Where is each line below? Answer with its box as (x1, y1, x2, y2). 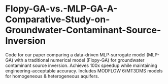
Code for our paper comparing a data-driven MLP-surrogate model (5, 51, 146, 58)
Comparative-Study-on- (5, 14, 110, 25)
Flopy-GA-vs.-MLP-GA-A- (5, 3, 118, 15)
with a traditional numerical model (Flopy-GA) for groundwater (14, 57, 145, 63)
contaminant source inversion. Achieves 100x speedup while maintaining (5, 62, 157, 68)
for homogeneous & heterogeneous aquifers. (5, 73, 99, 79)
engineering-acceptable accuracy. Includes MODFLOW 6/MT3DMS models (5, 67, 163, 73)
